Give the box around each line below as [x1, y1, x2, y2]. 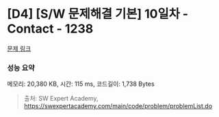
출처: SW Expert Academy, [23, 95, 99, 103]
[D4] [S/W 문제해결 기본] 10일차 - [7, 6, 189, 22]
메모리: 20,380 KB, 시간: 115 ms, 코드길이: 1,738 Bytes [7, 80, 155, 88]
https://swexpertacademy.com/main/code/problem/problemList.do [23, 102, 213, 110]
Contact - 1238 [7, 21, 94, 37]
